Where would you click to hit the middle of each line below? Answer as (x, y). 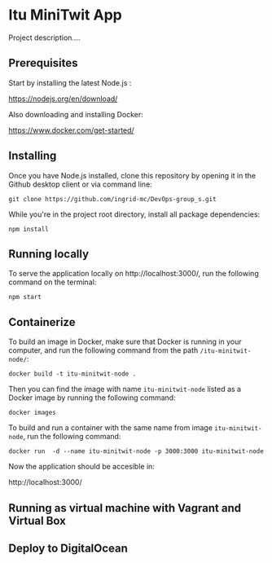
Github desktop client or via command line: (80, 184)
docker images (33, 413)
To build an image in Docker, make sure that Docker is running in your (125, 342)
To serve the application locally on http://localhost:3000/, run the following (134, 274)
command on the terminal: (53, 282)
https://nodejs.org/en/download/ (63, 99)
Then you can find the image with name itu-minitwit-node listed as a (125, 389)
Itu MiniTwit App (65, 15)
